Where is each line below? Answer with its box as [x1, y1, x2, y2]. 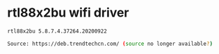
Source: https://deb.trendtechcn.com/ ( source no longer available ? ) [7, 40, 213, 47]
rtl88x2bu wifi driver [7, 5, 130, 21]
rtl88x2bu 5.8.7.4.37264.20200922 [7, 28, 108, 35]
